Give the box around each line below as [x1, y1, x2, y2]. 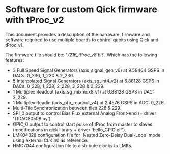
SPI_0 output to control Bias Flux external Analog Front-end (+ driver [12, 110, 157, 116]
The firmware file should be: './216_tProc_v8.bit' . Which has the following [5, 52, 158, 58]
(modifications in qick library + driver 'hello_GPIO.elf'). [12, 126, 126, 133]
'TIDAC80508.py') [12, 115, 51, 121]
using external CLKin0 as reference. [12, 137, 89, 143]
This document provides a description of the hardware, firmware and [5, 31, 150, 37]
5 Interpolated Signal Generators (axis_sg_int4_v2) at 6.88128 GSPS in [12, 78, 159, 84]
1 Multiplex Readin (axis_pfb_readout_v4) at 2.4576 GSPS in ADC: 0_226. [12, 99, 165, 105]
